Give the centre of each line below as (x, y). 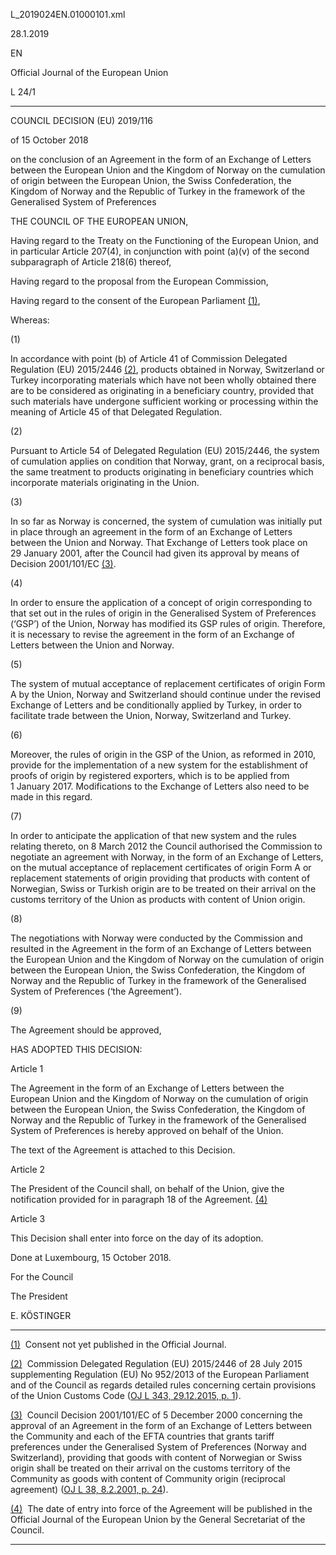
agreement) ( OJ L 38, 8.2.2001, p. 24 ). (89, 1489)
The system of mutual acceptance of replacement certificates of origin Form (168, 683)
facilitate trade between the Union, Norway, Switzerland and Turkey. (151, 715)
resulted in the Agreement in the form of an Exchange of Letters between (161, 948)
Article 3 (28, 1218)
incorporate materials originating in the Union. (105, 482)
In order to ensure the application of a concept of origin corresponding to (161, 602)
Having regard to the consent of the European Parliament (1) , (135, 300)
